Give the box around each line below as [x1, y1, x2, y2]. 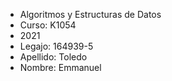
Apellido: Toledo [19, 51, 88, 63]
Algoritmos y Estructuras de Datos [19, 9, 162, 20]
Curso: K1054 [19, 19, 77, 31]
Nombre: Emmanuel [19, 62, 102, 73]
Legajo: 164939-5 [19, 40, 94, 52]
